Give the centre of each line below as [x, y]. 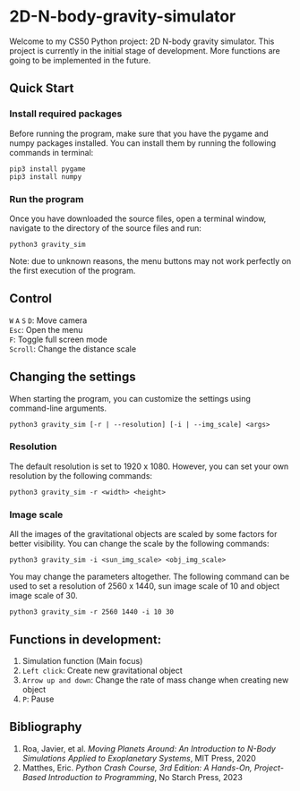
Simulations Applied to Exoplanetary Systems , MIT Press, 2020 [139, 758]
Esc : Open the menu [46, 329]
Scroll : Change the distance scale [73, 349]
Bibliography [46, 727]
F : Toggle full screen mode [58, 339]
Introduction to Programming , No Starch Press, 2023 [146, 777]
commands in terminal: [51, 152]
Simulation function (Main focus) [82, 660]
